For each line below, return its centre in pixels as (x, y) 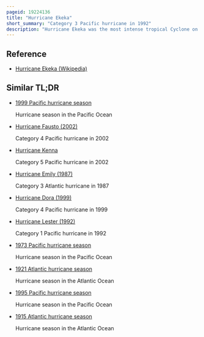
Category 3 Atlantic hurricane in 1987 (62, 186)
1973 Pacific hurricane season (53, 245)
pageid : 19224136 (28, 12)
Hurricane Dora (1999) (43, 197)
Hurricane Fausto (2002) (46, 126)
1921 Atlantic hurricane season (54, 269)
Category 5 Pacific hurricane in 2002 (62, 162)
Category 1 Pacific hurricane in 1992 (61, 233)
